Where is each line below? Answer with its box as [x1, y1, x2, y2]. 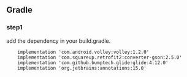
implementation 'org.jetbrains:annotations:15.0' [17, 65, 147, 71]
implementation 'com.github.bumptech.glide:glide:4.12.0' [17, 59, 169, 66]
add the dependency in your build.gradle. [6, 37, 111, 45]
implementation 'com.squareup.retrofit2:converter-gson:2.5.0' [17, 54, 183, 61]
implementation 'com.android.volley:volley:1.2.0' [17, 49, 150, 55]
